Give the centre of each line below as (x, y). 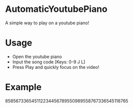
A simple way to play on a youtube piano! (47, 23)
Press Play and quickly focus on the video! (56, 67)
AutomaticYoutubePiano (56, 9)
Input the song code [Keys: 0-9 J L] (49, 62)
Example (23, 87)
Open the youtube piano (37, 56)
